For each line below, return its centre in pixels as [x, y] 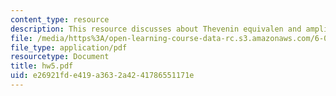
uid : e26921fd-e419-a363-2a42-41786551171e [102, 76]
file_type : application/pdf [69, 47]
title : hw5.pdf [42, 66]
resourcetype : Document [60, 57]
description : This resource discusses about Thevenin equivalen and [156, 29]
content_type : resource [60, 19]
